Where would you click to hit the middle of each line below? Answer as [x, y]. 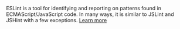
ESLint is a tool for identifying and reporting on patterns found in [84, 8]
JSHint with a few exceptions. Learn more [57, 20]
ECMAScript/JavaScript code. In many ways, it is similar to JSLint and [90, 14]
